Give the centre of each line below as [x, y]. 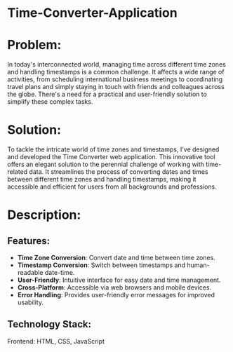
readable [30, 273]
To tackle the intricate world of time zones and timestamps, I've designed [113, 149]
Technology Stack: [49, 324]
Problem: [34, 45]
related [18, 172]
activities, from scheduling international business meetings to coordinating [115, 79]
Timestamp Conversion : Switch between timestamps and [101, 265]
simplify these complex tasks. [50, 102]
